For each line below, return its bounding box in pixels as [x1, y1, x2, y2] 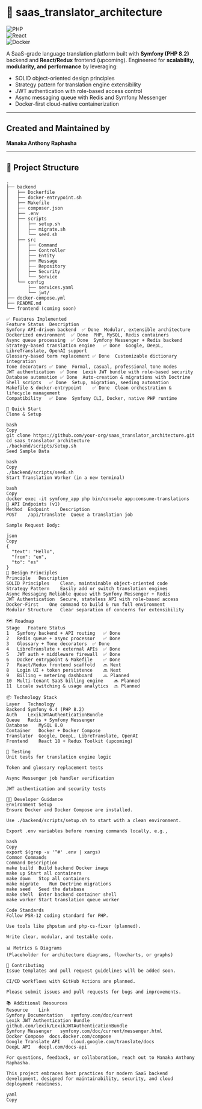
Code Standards [6, 907, 44, 913]
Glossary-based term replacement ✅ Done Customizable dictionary [6, 353, 177, 359]
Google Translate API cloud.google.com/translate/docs [6, 1038, 155, 1044]
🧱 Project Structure [6, 162, 79, 173]
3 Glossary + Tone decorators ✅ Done [6, 640, 110, 647]
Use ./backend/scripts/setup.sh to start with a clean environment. [6, 817, 182, 823]
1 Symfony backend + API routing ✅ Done [6, 630, 121, 636]
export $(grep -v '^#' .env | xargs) [6, 849, 101, 855]
